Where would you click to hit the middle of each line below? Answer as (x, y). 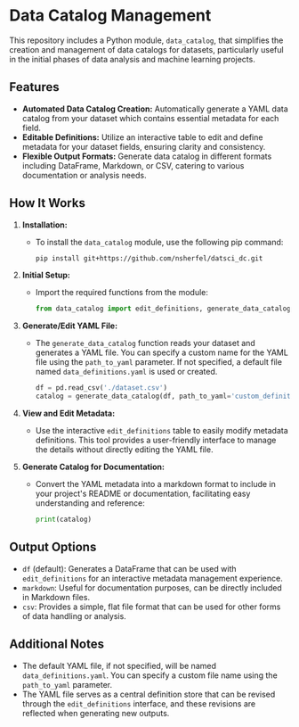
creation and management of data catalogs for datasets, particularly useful (146, 49)
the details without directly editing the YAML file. (124, 450)
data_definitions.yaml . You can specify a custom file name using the (149, 675)
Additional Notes (57, 644)
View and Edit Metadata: (69, 413)
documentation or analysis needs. (84, 175)
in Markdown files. (56, 597)
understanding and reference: (90, 503)
